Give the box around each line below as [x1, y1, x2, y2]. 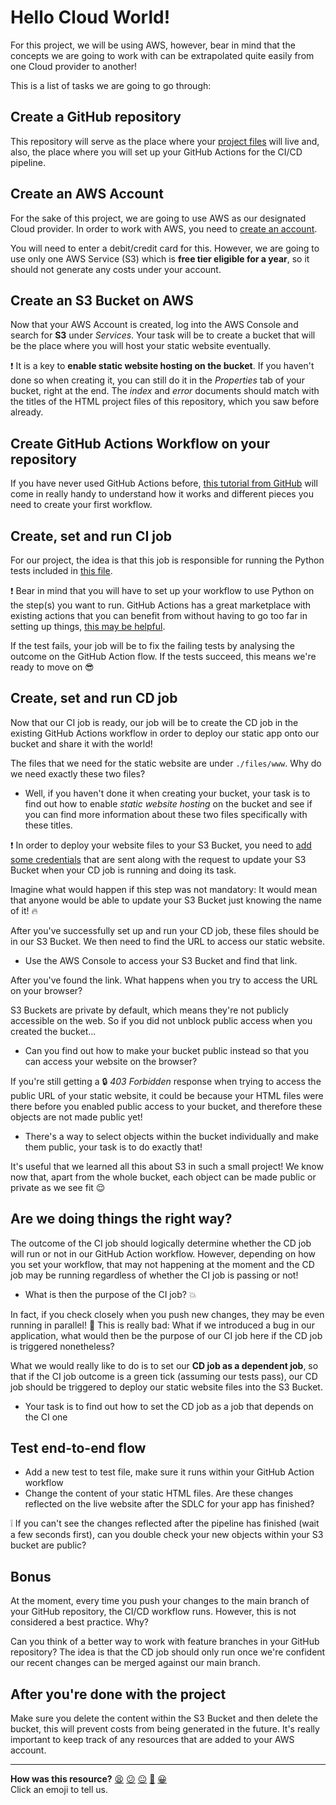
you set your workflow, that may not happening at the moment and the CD [10, 1258, 315, 1270]
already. [10, 406, 44, 418]
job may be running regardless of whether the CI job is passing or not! [10, 1269, 299, 1281]
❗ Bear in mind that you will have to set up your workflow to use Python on [10, 585, 315, 596]
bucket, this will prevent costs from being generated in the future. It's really [10, 1723, 320, 1735]
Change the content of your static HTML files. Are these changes [24, 1487, 294, 1500]
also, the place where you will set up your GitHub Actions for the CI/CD [10, 146, 303, 158]
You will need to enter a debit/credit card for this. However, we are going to [10, 242, 320, 254]
